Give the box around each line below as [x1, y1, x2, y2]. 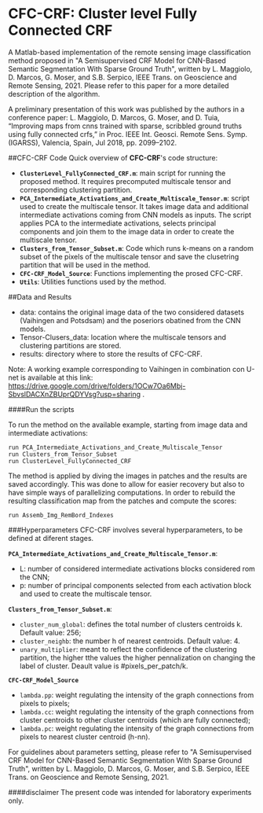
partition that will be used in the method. [19, 260, 151, 270]
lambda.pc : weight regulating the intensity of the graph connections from [19, 723, 254, 733]
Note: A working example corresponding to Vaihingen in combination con [8, 364, 245, 373]
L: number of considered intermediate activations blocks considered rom [19, 564, 255, 573]
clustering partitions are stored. [19, 340, 122, 350]
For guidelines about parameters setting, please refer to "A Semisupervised [8, 747, 252, 756]
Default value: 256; [19, 627, 82, 637]
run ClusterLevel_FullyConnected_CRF [8, 457, 132, 465]
